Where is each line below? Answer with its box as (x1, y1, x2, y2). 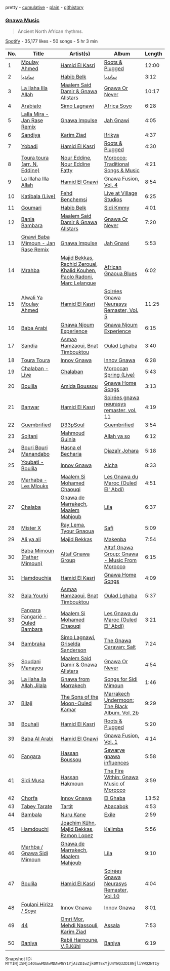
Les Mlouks (21, 483, 49, 490)
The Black (104, 703, 128, 710)
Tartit (60, 803, 73, 810)
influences (104, 759, 129, 766)
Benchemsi (60, 196, 88, 203)
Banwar (21, 403, 39, 411)
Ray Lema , (60, 521, 86, 529)
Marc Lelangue (60, 279, 96, 287)
